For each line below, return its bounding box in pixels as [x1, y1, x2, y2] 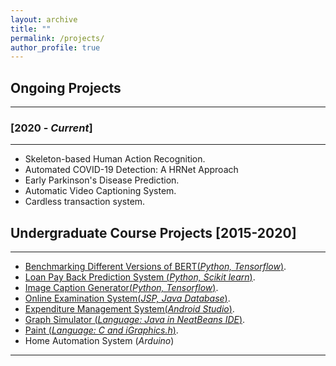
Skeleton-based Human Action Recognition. [24, 153, 206, 165]
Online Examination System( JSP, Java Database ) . [24, 292, 231, 305]
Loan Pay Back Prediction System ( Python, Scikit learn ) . [24, 271, 256, 283]
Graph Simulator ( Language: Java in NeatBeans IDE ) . [24, 314, 246, 326]
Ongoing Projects [10, 79, 122, 96]
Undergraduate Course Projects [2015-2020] [10, 224, 297, 241]
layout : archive [10, 14, 78, 25]
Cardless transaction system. [24, 196, 146, 208]
